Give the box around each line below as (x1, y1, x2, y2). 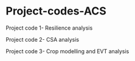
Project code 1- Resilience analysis (5, 24, 93, 31)
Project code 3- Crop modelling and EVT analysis (5, 47, 130, 55)
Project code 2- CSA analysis (5, 36, 80, 43)
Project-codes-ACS (5, 4, 107, 18)
